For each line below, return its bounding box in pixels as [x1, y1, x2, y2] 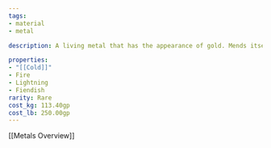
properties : [8, 56, 48, 65]
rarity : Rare [8, 94, 52, 102]
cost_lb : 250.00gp [8, 108, 70, 117]
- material [8, 19, 45, 27]
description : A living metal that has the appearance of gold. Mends [8, 41, 248, 49]
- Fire [8, 71, 31, 79]
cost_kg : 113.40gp [8, 101, 70, 109]
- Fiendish [8, 86, 45, 94]
